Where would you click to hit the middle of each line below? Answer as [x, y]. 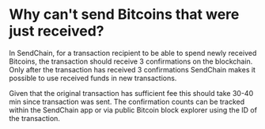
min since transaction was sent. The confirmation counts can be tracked [127, 101]
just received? [57, 31]
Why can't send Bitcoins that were [124, 15]
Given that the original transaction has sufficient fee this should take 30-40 [131, 93]
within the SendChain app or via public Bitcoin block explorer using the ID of [133, 110]
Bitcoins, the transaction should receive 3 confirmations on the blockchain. [131, 61]
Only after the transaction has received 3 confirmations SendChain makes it [132, 69]
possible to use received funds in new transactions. [93, 78]
